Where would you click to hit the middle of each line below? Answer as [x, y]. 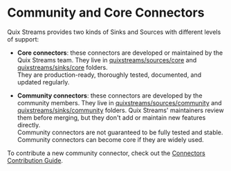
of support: [23, 39]
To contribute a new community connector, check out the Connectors [106, 153]
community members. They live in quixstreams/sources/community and [120, 102]
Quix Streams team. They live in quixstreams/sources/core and [107, 60]
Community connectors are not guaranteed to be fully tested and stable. [120, 132]
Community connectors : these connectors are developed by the [110, 96]
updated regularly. [43, 82]
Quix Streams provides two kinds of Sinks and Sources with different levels [114, 32]
